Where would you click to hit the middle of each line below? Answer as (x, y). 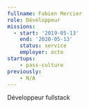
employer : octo (42, 53)
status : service (43, 46)
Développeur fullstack (39, 98)
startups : (22, 59)
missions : (22, 26)
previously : (24, 71)
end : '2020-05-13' (46, 39)
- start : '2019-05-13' (46, 33)
